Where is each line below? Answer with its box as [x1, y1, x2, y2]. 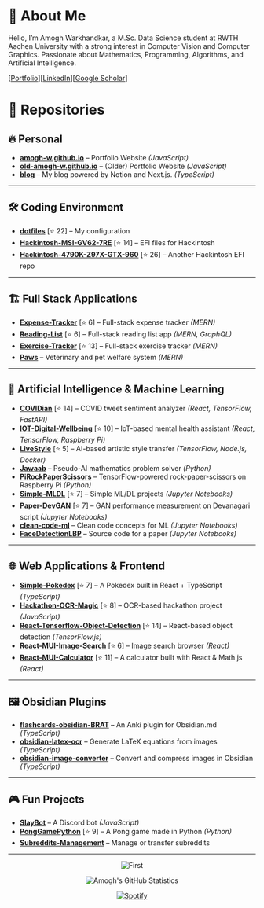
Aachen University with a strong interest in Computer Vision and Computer [8, 41, 250, 50]
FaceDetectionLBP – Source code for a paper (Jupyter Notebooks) [19, 529, 237, 539]
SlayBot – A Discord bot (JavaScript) [19, 818, 140, 827]
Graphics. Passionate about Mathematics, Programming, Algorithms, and [8, 50, 244, 59]
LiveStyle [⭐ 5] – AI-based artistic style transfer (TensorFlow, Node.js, [19, 444, 247, 454]
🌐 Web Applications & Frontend [8, 559, 165, 572]
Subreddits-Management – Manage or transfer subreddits [19, 837, 211, 847]
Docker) [19, 455, 46, 465]
